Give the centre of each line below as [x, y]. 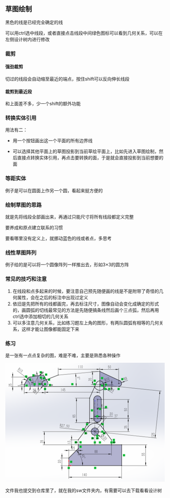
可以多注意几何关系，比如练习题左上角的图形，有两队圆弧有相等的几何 [86, 322]
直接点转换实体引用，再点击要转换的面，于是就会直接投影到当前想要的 [90, 158]
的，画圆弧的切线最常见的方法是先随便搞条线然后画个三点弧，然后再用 [86, 310]
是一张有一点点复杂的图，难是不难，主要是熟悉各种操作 [63, 355]
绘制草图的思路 [24, 205]
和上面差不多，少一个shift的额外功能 [43, 104]
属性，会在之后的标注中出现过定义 [53, 297]
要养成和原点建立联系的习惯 [34, 228]
